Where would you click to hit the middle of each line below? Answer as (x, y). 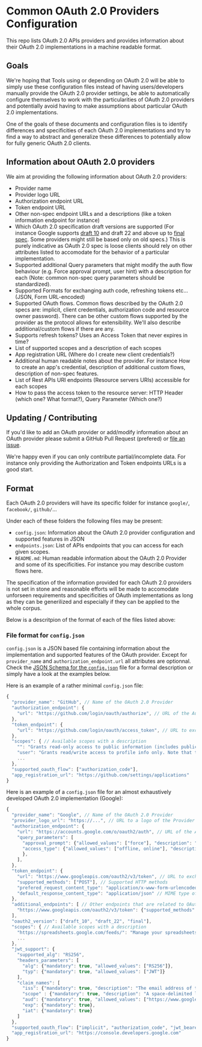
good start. (20, 470)
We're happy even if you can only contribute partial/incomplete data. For (96, 457)
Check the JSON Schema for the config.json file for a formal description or (100, 668)
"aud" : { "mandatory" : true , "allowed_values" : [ (84, 999)
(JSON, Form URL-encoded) (50, 296)
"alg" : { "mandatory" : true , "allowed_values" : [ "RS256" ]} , (97, 966)
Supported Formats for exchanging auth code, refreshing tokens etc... (101, 290)
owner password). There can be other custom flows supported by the (101, 316)
